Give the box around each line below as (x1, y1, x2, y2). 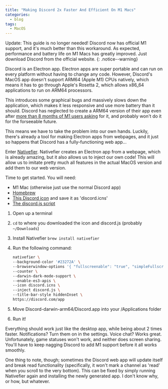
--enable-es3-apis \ (12, 278, 56, 283)
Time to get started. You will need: (5, 175, 76, 181)
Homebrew (12, 190, 36, 196)
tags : (5, 21, 17, 27)
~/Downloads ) (12, 226, 39, 232)
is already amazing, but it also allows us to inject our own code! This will (5, 154, 154, 160)
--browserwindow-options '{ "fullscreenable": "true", (12, 264, 130, 269)
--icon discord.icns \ (12, 283, 60, 288)
